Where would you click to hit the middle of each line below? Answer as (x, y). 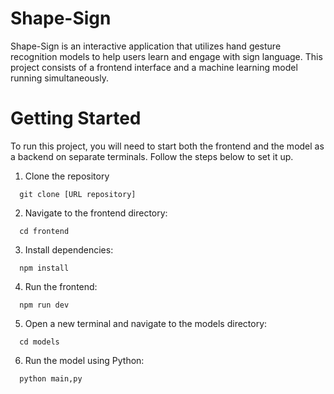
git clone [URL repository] (78, 194)
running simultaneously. (59, 78)
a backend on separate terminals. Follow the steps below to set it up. (152, 156)
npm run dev (44, 305)
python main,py (51, 378)
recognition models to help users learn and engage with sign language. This (166, 56)
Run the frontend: (61, 286)
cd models (39, 342)
